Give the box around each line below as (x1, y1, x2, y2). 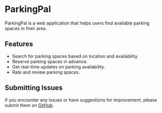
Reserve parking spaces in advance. (12, 58, 88, 64)
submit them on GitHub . (5, 102, 54, 108)
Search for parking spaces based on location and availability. (12, 53, 139, 59)
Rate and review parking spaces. (12, 69, 80, 75)
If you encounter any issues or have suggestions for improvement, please (5, 96, 157, 103)
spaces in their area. (5, 25, 47, 31)
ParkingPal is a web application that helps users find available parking (5, 20, 149, 26)
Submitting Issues (5, 83, 63, 92)
